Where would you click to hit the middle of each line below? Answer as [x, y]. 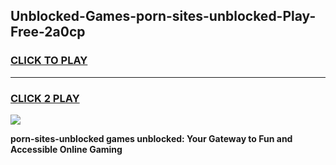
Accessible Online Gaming [66, 149]
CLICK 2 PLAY [45, 98]
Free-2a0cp [48, 32]
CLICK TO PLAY [49, 61]
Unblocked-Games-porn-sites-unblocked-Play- [163, 16]
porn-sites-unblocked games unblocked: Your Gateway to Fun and [151, 138]
